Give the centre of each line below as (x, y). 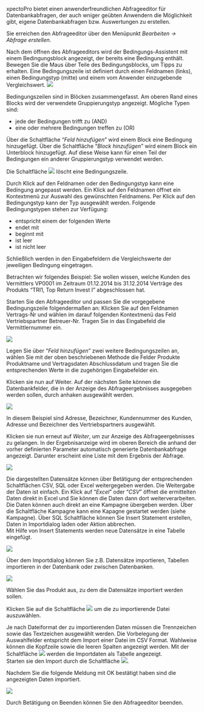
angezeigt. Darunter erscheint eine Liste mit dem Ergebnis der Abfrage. (96, 455)
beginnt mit (29, 234)
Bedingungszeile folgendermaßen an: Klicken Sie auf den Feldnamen (93, 308)
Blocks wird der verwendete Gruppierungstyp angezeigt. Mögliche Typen (98, 103)
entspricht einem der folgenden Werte (63, 221)
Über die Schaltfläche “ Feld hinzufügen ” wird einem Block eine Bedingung (99, 140)
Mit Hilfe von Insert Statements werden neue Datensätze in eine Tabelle (96, 531)
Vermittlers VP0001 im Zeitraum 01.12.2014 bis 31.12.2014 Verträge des (94, 283)
